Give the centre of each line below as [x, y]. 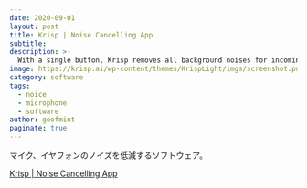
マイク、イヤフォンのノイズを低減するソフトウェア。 [109, 155]
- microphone [42, 103]
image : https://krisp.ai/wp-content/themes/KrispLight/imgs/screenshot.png [157, 69]
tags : [20, 86]
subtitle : [28, 43]
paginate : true [38, 129]
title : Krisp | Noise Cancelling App [81, 35]
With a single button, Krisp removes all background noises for [143, 60]
